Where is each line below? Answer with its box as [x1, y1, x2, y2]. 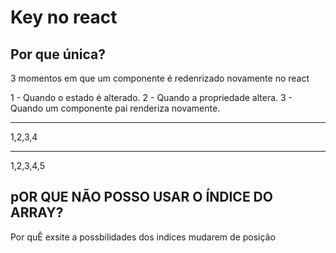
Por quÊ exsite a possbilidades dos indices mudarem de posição [10, 231, 276, 243]
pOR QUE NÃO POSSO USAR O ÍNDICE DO [10, 189, 273, 206]
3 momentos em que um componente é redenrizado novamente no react [10, 72, 310, 84]
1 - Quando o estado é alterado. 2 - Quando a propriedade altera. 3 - [10, 92, 293, 103]
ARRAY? [10, 204, 64, 221]
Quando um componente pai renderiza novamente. [10, 102, 221, 114]
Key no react [10, 6, 118, 29]
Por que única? [10, 46, 106, 63]
